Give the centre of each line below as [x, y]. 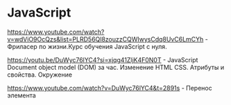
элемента [22, 95]
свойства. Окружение [40, 75]
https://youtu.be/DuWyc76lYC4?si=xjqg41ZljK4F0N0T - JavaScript [103, 59]
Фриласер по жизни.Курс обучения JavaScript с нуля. [87, 46]
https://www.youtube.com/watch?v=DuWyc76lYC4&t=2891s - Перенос [110, 88]
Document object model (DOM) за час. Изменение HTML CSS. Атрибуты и [116, 67]
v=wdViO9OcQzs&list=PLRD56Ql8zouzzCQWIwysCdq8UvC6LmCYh [105, 39]
